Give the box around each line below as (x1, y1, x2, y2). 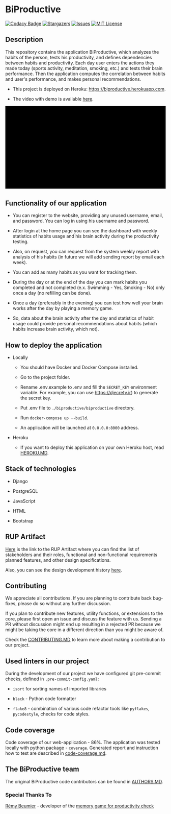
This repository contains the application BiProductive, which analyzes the (5, 49, 159, 55)
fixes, (5, 601, 17, 607)
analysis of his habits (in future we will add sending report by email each (12, 254, 164, 260)
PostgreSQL (12, 488, 38, 494)
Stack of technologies (5, 465, 76, 473)
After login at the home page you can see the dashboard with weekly (12, 228, 158, 234)
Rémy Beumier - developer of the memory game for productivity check (5, 803, 154, 809)
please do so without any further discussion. (17, 601, 111, 607)
